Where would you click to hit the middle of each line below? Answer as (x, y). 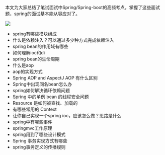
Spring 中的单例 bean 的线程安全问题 (51, 97)
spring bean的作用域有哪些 (40, 46)
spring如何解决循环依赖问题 (41, 90)
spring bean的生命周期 (36, 59)
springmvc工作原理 (32, 128)
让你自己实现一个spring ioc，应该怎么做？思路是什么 (67, 115)
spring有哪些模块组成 (34, 34)
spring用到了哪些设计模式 (39, 134)
